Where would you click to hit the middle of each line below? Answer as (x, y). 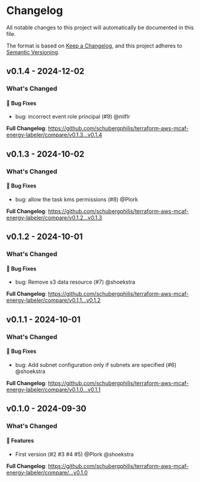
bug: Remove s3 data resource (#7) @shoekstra (75, 282)
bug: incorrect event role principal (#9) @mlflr (73, 117)
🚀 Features (20, 440)
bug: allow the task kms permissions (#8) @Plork (77, 199)
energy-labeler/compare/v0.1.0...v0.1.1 (53, 389)
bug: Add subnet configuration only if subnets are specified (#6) (96, 365)
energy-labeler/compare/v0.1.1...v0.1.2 (53, 300)
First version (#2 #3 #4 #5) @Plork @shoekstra (74, 454)
